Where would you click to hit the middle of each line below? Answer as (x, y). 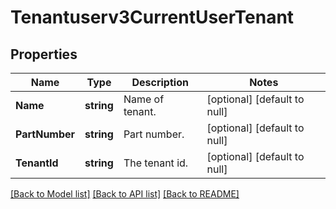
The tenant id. (156, 163)
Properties (44, 54)
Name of (144, 99)
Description (160, 82)
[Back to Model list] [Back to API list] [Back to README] (125, 194)
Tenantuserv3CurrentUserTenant (152, 17)
